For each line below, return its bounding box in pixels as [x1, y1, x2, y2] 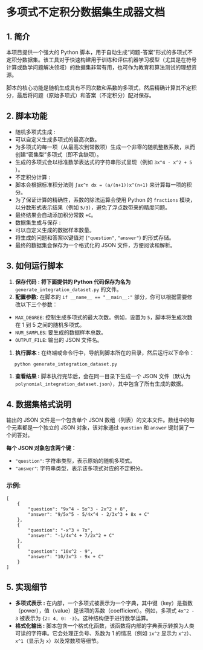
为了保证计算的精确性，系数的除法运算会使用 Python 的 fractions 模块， [14, 196, 196, 203]
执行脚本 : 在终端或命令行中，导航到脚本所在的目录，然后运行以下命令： [14, 349, 195, 356]
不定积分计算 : [14, 173, 50, 181]
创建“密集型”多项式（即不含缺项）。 [14, 150, 103, 158]
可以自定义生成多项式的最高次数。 [14, 135, 100, 143]
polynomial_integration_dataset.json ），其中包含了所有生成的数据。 [14, 380, 187, 387]
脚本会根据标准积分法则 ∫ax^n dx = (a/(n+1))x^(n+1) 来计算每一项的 [14, 181, 187, 188]
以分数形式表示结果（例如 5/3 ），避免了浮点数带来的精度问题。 [14, 204, 171, 211]
